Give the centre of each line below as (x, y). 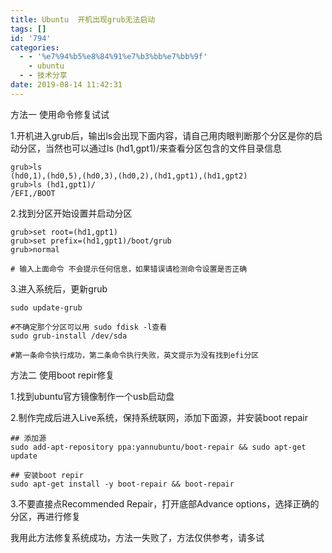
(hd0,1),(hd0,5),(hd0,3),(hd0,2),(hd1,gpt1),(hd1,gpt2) (129, 176)
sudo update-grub (46, 307)
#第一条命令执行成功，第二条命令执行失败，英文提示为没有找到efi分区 (135, 355)
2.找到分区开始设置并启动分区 (71, 213)
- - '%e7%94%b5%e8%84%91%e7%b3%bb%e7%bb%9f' (113, 57)
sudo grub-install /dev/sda (69, 336)
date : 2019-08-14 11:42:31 (66, 85)
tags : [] (28, 29)
